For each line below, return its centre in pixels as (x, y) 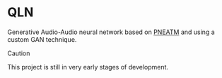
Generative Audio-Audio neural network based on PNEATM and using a (111, 32)
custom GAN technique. (42, 39)
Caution (19, 53)
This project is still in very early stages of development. (88, 67)
